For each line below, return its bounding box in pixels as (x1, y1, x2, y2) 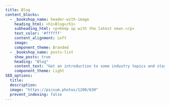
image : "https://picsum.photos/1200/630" (10, 87, 99, 92)
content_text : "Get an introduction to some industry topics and (14, 64, 155, 69)
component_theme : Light (14, 69, 65, 74)
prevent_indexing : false (10, 92, 62, 97)
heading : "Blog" (14, 59, 49, 64)
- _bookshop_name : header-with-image (10, 17, 90, 22)
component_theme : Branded (14, 45, 69, 50)
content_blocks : (5, 12, 39, 17)
